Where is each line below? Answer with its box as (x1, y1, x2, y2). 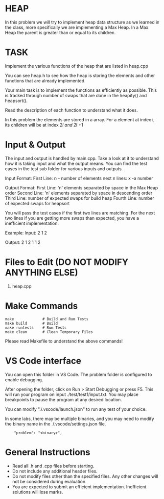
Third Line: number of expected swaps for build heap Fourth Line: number (5, 195, 154, 201)
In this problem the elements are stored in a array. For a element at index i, (5, 116, 155, 123)
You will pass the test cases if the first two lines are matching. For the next (5, 210, 155, 216)
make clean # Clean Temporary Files (5, 329, 93, 334)
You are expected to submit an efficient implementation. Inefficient (12, 484, 147, 490)
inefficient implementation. (5, 220, 59, 226)
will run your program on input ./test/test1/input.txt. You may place (5, 391, 139, 397)
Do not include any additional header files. (12, 468, 98, 474)
